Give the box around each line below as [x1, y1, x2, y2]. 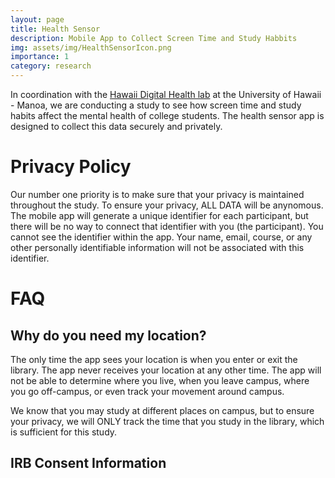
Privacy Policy [10, 156, 132, 178]
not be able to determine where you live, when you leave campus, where [10, 374, 310, 386]
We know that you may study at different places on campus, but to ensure [10, 404, 315, 416]
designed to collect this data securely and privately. [10, 121, 223, 132]
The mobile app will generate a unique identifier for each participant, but [10, 209, 309, 221]
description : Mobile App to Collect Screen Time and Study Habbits [10, 33, 298, 43]
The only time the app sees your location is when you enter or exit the [10, 353, 298, 365]
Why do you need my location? [10, 327, 207, 344]
